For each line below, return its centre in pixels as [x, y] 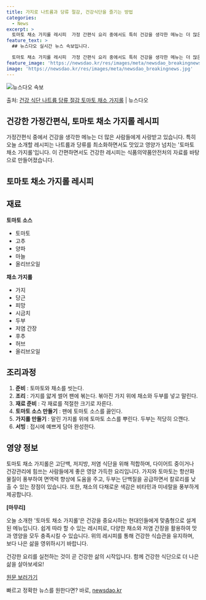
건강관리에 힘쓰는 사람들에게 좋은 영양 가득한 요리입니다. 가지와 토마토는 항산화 [101, 471]
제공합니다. [20, 494]
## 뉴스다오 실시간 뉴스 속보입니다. [51, 47]
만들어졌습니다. [36, 160]
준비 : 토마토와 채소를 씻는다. [50, 388]
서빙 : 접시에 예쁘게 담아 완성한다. [55, 426]
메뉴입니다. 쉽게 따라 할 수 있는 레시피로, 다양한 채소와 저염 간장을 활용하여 [102, 528]
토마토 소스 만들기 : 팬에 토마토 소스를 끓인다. [69, 411]
